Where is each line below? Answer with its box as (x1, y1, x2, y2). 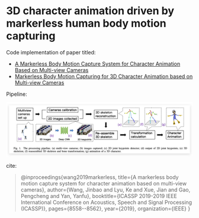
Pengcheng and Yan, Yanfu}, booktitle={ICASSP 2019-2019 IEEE (20, 192, 178, 199)
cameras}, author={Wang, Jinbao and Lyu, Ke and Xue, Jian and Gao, (20, 186, 191, 193)
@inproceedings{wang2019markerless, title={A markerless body (20, 173, 179, 181)
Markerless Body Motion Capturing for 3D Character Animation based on (14, 73, 193, 80)
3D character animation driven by (6, 4, 175, 18)
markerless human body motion (6, 17, 167, 30)
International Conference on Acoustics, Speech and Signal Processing (20, 199, 192, 206)
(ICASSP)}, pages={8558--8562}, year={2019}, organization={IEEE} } (20, 205, 191, 212)
